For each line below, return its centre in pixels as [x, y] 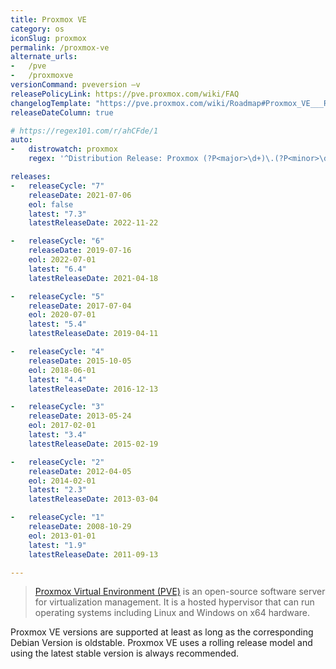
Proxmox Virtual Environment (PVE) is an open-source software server [180, 592]
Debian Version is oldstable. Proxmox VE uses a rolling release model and [161, 643]
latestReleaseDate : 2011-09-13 [93, 554]
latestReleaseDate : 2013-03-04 [93, 499]
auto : [21, 140]
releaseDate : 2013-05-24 [80, 416]
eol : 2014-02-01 [62, 481]
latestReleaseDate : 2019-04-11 [93, 334]
